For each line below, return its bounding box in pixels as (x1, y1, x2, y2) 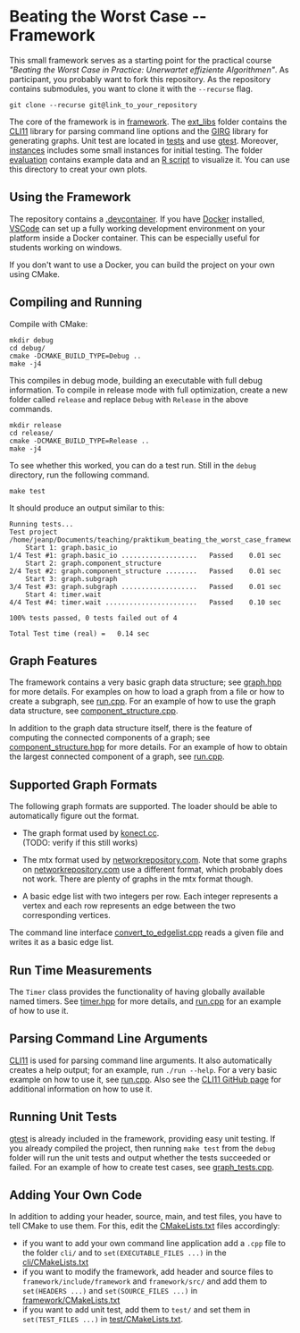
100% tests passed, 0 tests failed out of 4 (9, 613, 178, 622)
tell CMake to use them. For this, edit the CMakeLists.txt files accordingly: (9, 1220, 280, 1231)
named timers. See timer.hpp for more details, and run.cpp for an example (9, 996, 281, 1007)
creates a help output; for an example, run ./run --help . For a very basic (9, 1064, 278, 1075)
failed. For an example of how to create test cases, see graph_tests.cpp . (9, 1161, 275, 1172)
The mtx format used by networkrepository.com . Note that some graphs (21, 855, 287, 865)
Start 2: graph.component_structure (25, 559, 162, 568)
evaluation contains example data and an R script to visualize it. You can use (9, 154, 290, 165)
